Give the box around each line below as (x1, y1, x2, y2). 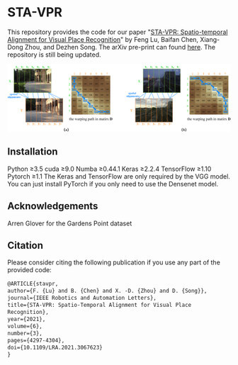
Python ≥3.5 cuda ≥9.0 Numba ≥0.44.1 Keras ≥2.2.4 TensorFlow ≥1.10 (7, 164, 212, 173)
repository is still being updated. (7, 50, 101, 59)
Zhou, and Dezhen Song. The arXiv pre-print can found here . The (24, 43, 216, 51)
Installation (7, 146, 58, 158)
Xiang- (200, 35, 220, 43)
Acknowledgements (7, 200, 98, 213)
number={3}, (7, 330, 42, 337)
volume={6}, (7, 323, 42, 330)
